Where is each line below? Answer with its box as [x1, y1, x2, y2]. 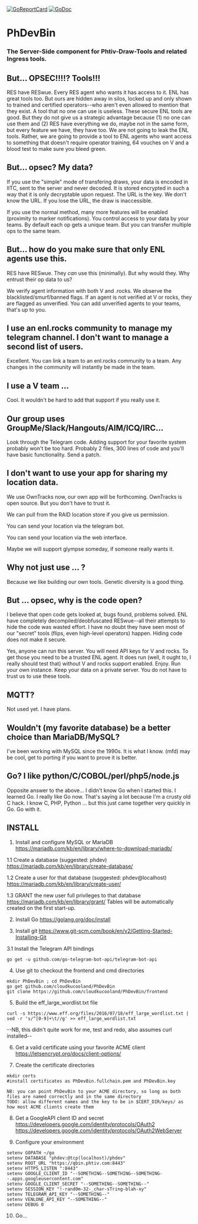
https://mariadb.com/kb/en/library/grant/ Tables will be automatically [6, 898, 174, 905]
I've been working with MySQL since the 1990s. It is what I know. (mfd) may [6, 748, 190, 755]
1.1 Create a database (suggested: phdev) [6, 856, 107, 863]
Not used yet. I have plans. [6, 706, 71, 713]
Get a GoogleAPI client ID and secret [15, 1114, 104, 1121]
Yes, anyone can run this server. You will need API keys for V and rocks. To [6, 648, 189, 655]
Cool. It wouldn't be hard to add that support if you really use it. [6, 396, 161, 403]
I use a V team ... [6, 380, 70, 390]
